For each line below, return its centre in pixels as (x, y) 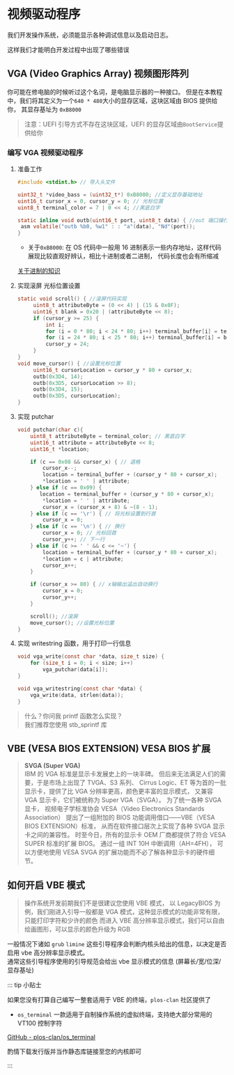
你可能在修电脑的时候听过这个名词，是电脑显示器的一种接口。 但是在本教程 (115, 92)
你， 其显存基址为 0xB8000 (44, 109)
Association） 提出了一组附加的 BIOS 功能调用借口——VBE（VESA (119, 817)
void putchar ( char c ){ (50, 430)
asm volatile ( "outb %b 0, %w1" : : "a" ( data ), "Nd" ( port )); (108, 227)
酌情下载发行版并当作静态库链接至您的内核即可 (74, 1051)
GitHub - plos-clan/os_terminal (52, 1037)
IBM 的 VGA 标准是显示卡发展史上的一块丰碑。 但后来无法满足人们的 (122, 774)
